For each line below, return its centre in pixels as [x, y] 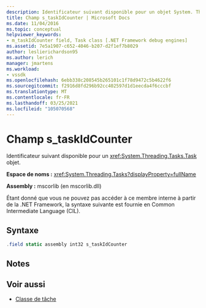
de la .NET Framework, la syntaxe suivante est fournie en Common [90, 205]
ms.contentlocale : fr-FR [38, 97]
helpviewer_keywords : [34, 35]
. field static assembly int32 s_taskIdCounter [67, 245]
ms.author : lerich [30, 58]
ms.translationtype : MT [37, 92]
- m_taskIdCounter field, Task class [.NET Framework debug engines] [97, 40]
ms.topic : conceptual [34, 29]
